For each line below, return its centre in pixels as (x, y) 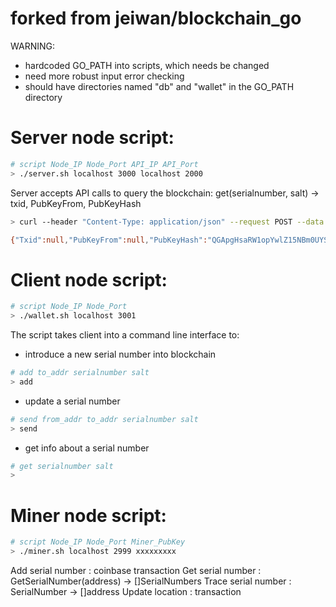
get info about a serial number (87, 448)
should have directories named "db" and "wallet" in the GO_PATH (159, 86)
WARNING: (33, 46)
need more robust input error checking (104, 76)
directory (43, 97)
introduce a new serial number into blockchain (120, 354)
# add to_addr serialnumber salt (80, 373)
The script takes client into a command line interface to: (125, 335)
